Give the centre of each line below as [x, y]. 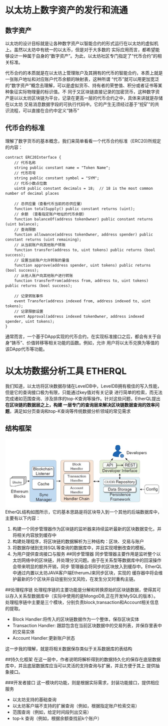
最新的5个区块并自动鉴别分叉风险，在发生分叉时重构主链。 [77, 579]
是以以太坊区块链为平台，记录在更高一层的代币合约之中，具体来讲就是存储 [86, 98]
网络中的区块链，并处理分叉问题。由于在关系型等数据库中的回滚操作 [91, 560]
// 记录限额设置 [29, 311]
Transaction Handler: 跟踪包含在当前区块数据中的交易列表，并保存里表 [85, 626]
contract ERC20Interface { [33, 157]
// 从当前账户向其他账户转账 [40, 245]
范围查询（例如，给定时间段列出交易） [52, 712]
